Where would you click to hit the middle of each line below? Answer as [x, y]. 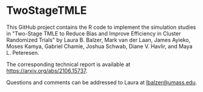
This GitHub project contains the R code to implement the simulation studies [101, 27]
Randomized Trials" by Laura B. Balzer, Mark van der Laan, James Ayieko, [98, 40]
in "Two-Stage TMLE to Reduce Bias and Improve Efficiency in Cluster [94, 33]
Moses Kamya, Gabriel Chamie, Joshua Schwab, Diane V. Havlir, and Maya [99, 46]
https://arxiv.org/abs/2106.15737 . [47, 70]
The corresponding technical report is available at [68, 64]
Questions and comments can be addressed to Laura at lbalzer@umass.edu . [102, 82]
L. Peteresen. [23, 52]
